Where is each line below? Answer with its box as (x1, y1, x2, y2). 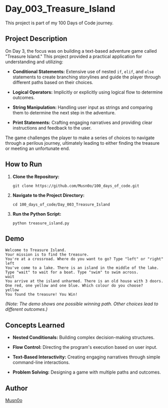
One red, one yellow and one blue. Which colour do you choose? (5, 283, 143, 289)
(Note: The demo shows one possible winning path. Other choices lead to (5, 301, 158, 307)
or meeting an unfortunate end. (5, 145, 70, 151)
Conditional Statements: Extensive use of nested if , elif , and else (12, 68, 154, 74)
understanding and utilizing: (5, 59, 64, 65)
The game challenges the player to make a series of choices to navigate (5, 135, 155, 141)
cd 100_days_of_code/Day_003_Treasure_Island (12, 202, 110, 207)
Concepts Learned (5, 321, 65, 330)
